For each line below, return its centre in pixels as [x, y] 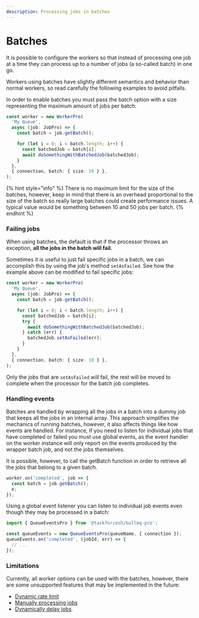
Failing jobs [23, 229]
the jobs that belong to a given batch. [52, 467]
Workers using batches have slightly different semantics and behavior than [98, 81]
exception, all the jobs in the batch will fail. [59, 248]
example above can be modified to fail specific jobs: [70, 272]
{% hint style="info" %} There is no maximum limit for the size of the [90, 188]
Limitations [23, 566]
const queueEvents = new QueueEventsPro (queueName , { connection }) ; [94, 534]
